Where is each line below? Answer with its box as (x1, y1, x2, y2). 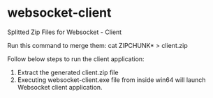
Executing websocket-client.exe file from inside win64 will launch (17, 75, 206, 84)
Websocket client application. (17, 83, 103, 91)
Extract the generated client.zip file (17, 68, 119, 76)
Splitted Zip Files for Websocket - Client (7, 28, 122, 36)
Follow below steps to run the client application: (7, 54, 145, 63)
